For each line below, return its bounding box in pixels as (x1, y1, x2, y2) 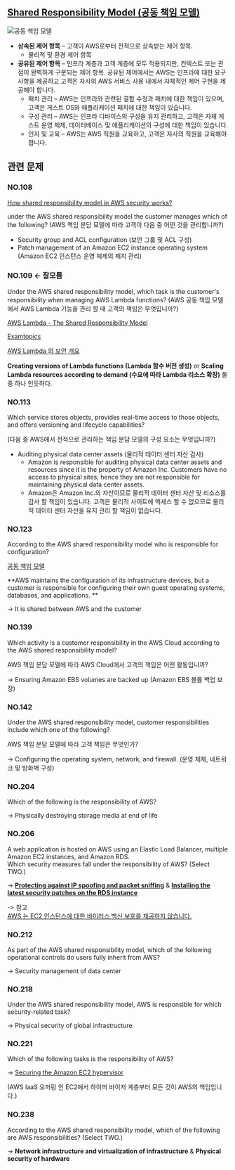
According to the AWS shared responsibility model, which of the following (7, 1126, 220, 1134)
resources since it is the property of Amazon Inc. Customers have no (27, 465, 227, 474)
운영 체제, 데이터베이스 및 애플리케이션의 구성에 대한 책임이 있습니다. (41, 120, 229, 129)
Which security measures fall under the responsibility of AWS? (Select (7, 860, 210, 868)
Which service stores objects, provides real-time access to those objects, (7, 413, 220, 422)
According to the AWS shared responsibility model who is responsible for (7, 540, 219, 548)
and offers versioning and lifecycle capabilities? (7, 420, 145, 429)
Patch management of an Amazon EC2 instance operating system (17, 243, 208, 252)
